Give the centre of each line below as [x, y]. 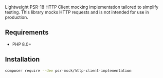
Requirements [27, 33]
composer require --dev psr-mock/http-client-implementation [68, 70]
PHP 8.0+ [22, 44]
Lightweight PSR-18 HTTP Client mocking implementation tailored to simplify [82, 7]
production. [17, 17]
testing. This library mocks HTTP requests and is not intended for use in [77, 12]
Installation [22, 59]
